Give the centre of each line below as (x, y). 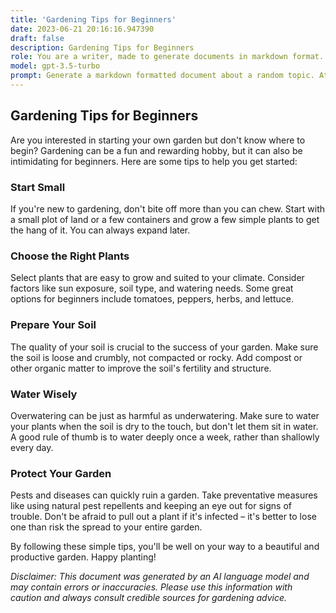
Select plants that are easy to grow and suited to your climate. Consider (157, 278)
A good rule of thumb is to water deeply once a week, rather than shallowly (165, 437)
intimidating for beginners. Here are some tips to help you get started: (154, 161)
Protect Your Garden (61, 473)
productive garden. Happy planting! (83, 557)
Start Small (38, 187)
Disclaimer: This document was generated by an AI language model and (160, 577)
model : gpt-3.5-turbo (55, 66)
